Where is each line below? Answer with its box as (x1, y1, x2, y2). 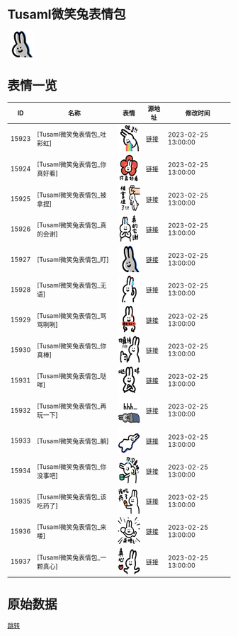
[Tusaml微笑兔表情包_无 (36, 281, 107, 290)
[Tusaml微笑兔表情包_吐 (36, 130, 107, 139)
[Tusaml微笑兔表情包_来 (36, 523, 107, 531)
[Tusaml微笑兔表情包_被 (36, 191, 107, 199)
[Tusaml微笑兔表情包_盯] (36, 256, 109, 264)
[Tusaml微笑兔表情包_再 (36, 402, 107, 411)
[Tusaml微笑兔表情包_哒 (36, 372, 107, 380)
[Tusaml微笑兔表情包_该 (36, 493, 107, 501)
